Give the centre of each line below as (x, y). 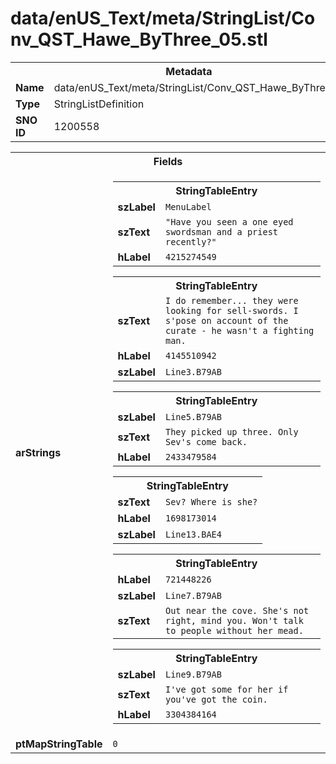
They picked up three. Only (231, 431)
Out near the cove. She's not (237, 610)
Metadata (189, 71)
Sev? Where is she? (211, 501)
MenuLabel (188, 206)
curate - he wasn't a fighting (239, 330)
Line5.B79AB (193, 416)
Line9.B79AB (193, 674)
